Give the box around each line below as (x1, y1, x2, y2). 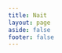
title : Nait (8, 11, 47, 19)
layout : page (8, 19, 51, 26)
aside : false (8, 26, 51, 34)
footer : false (8, 33, 55, 41)
